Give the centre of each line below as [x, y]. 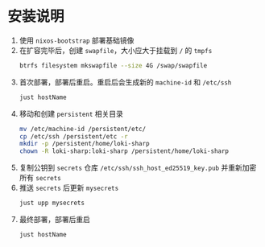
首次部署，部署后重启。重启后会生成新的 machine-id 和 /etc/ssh [125, 82]
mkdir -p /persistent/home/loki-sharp [84, 144]
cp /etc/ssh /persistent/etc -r [73, 136]
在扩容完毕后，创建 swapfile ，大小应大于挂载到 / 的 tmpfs [116, 50]
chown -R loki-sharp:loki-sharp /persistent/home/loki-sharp [124, 151]
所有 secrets [40, 178]
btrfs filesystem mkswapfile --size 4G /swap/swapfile [113, 65]
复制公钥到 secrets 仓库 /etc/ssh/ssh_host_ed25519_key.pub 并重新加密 [138, 168]
